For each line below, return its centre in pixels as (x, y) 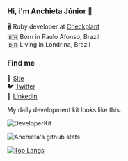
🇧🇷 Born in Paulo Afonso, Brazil (54, 37)
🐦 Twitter (22, 86)
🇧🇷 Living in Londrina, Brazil (49, 45)
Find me (21, 63)
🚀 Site (16, 78)
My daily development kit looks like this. (64, 109)
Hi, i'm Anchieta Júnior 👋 (50, 11)
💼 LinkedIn (22, 96)
